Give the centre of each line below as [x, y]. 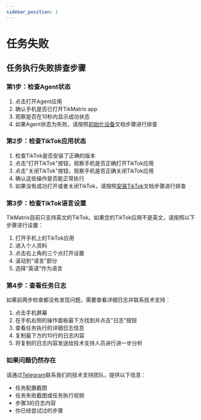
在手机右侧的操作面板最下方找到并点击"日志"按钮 [76, 320]
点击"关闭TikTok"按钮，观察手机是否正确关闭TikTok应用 [84, 171]
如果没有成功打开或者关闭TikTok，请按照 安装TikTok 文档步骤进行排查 [100, 186]
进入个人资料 [31, 246]
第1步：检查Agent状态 [38, 87]
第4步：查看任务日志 [36, 286]
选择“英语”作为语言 [39, 268]
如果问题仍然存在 [31, 361]
